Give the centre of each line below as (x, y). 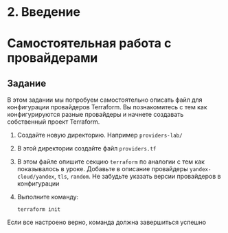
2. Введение (44, 12)
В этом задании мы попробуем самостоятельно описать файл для (105, 100)
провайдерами (53, 58)
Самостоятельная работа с (89, 44)
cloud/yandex (36, 177)
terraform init (39, 210)
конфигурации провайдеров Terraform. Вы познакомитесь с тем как (107, 107)
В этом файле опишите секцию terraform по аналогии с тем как (111, 162)
